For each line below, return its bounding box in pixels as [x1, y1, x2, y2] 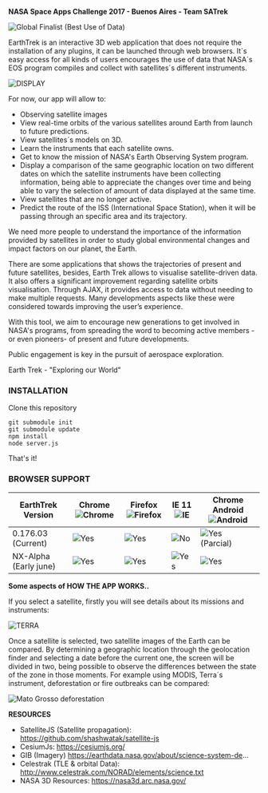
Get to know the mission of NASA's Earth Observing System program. [19, 152, 249, 161]
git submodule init [8, 418, 73, 426]
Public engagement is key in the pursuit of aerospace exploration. [8, 350, 225, 359]
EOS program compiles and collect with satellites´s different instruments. [8, 63, 247, 73]
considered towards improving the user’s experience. [8, 302, 183, 311]
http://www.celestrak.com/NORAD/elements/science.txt [19, 767, 204, 777]
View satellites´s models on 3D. [19, 135, 123, 145]
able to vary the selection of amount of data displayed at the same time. [19, 186, 257, 195]
